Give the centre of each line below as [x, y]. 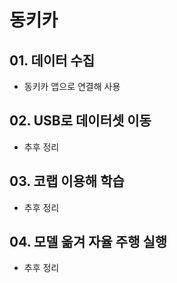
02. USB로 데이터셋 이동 [80, 121]
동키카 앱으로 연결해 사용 [72, 86]
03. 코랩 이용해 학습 [67, 181]
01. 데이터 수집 [52, 60]
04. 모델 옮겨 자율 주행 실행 [88, 242]
